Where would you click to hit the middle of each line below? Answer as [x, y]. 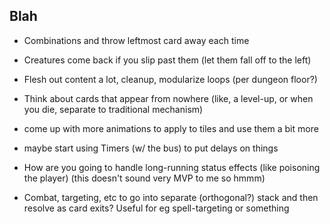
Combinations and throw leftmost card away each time [136, 40]
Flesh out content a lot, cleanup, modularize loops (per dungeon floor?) [170, 79]
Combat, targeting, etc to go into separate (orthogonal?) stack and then [171, 197]
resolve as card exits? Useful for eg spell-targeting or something [156, 208]
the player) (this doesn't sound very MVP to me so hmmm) [144, 178]
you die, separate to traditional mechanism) [113, 109]
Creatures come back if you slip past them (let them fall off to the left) [167, 60]
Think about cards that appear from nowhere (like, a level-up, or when [168, 98]
